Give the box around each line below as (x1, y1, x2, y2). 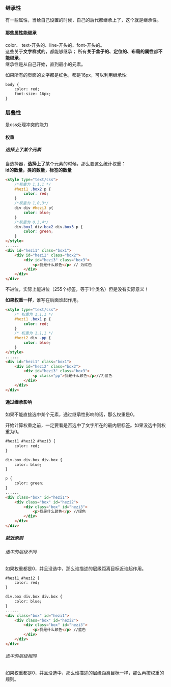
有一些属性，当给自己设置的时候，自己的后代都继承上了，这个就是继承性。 (5, 17, 161, 23)
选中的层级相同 (5, 653, 37, 659)
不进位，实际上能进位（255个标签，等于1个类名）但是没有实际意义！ (5, 286, 149, 292)
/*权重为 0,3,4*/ (14, 220, 49, 225)
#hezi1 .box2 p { (14, 187, 51, 192)
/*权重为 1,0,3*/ (14, 201, 49, 206)
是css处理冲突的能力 (5, 122, 48, 128)
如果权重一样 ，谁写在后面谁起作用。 (5, 297, 81, 303)
